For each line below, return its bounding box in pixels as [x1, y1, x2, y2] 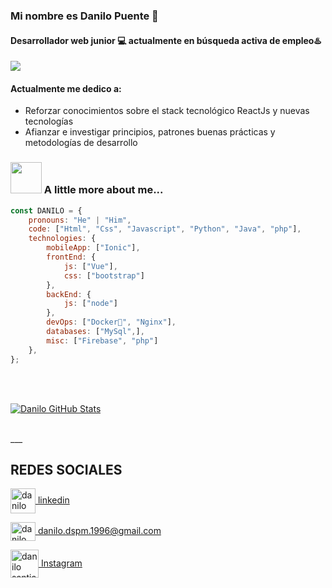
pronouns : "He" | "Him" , [28, 215, 132, 225]
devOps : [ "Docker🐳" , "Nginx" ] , [46, 317, 177, 328]
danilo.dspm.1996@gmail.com [37, 525, 162, 537]
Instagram [40, 557, 83, 569]
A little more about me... [43, 183, 164, 197]
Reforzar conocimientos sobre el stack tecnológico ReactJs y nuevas [24, 105, 310, 117]
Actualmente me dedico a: [10, 82, 122, 94]
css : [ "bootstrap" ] [63, 270, 145, 281]
